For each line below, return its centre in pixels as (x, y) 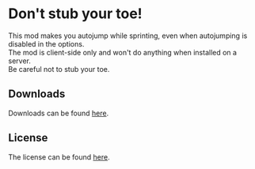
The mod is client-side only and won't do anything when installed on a (123, 52)
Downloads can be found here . (59, 113)
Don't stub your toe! (75, 14)
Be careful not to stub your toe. (59, 69)
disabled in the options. (46, 43)
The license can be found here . (59, 157)
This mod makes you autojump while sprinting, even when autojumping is (128, 36)
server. (20, 61)
